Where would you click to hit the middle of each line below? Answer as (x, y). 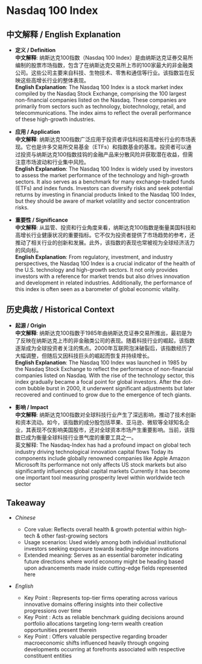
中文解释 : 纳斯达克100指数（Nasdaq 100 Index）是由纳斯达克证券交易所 (104, 58)
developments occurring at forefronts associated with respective (104, 649)
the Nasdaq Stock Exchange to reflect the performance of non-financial (104, 369)
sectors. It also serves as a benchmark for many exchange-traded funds (105, 182)
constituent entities (48, 656)
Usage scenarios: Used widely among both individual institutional (105, 542)
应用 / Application (37, 132)
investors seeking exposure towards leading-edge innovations (101, 548)
